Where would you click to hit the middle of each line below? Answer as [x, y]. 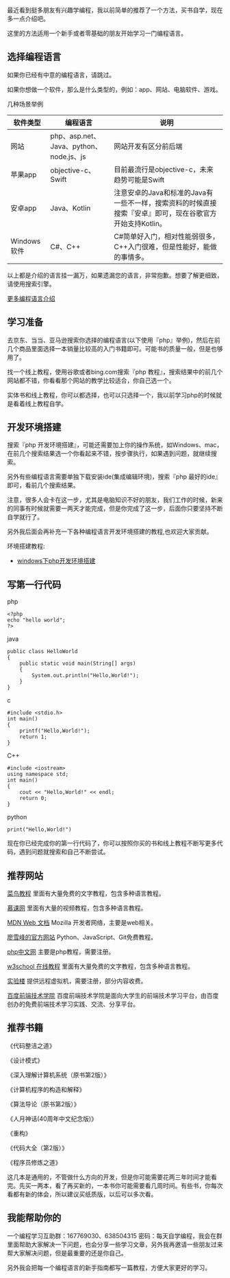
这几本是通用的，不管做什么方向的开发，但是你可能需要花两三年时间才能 [109, 1177]
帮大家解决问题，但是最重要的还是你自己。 [67, 1253]
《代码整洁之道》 [31, 1045]
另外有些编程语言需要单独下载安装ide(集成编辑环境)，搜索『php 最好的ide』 [114, 477]
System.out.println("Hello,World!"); [85, 676]
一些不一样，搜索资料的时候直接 [165, 203]
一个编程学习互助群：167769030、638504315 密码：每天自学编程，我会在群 [115, 1235]
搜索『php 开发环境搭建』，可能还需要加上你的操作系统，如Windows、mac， [115, 445]
